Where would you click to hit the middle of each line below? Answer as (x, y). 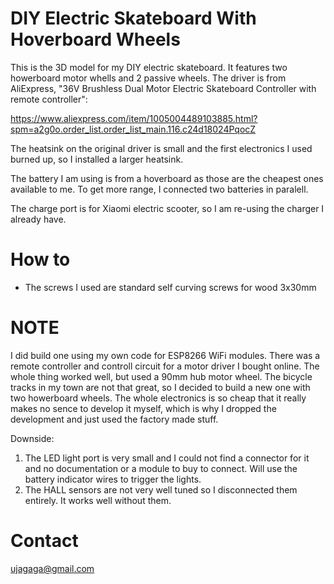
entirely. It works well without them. (98, 500)
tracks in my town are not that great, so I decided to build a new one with (160, 387)
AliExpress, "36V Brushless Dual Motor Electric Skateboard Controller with (163, 88)
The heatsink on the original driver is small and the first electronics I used (161, 148)
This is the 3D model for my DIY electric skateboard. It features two (149, 67)
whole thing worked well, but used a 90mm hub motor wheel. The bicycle (161, 376)
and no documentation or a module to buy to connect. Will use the (161, 468)
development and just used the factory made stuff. (114, 419)
